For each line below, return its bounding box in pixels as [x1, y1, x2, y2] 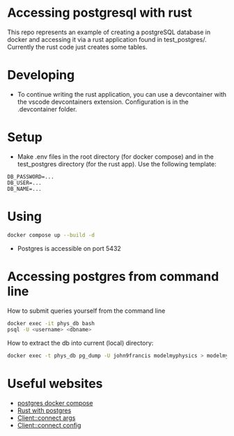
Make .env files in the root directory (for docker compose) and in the [17, 152, 214, 161]
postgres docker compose [17, 399, 93, 407]
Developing [7, 68, 75, 83]
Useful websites [7, 376, 103, 391]
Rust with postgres [17, 406, 72, 415]
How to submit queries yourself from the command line [7, 306, 166, 315]
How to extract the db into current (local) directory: [7, 339, 154, 348]
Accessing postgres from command [7, 268, 219, 284]
